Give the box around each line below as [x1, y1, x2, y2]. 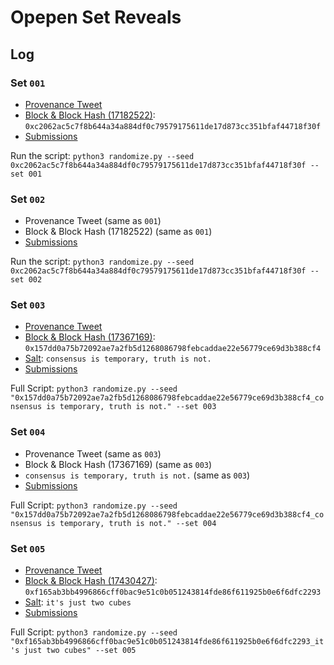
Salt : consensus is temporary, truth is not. [24, 352, 212, 365]
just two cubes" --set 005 [23, 646, 137, 656]
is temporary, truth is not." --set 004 [46, 518, 217, 528]
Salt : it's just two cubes [24, 596, 132, 608]
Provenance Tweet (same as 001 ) [24, 215, 162, 227]
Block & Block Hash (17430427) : [24, 575, 158, 587]
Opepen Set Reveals [10, 6, 182, 29]
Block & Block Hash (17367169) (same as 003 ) [24, 458, 213, 470]
